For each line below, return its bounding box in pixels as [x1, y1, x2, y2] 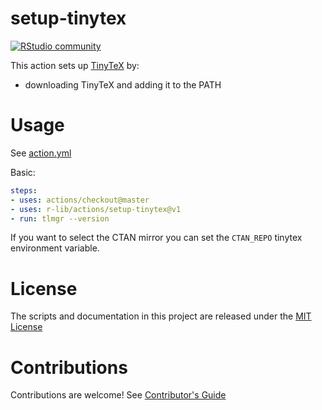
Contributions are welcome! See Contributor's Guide [10, 389, 227, 401]
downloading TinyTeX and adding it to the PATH [24, 78, 222, 91]
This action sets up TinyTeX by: [10, 59, 140, 71]
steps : [10, 185, 38, 196]
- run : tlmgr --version [10, 213, 110, 224]
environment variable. [10, 242, 100, 254]
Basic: [10, 166, 36, 178]
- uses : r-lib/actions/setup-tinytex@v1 [10, 204, 182, 214]
